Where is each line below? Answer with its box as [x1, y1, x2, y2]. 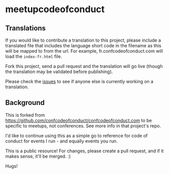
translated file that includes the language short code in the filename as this [5, 43, 161, 49]
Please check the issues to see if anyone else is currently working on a [5, 79, 154, 84]
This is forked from [5, 112, 45, 118]
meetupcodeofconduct [5, 4, 105, 15]
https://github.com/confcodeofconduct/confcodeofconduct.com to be [5, 117, 152, 123]
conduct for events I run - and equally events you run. [5, 138, 118, 144]
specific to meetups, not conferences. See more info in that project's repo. [5, 123, 161, 129]
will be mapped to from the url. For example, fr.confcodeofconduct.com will [5, 48, 163, 54]
